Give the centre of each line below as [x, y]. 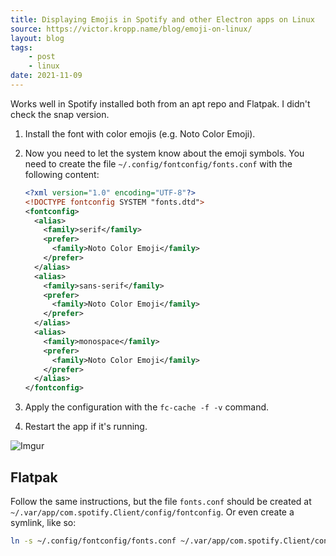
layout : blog [37, 38]
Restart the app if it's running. [86, 427]
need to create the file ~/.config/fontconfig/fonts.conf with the [158, 163]
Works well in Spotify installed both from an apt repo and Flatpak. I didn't [160, 103]
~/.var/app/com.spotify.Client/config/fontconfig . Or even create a [152, 512]
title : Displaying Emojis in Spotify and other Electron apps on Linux [162, 19]
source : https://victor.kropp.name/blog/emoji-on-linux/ [131, 29]
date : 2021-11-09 [46, 76]
